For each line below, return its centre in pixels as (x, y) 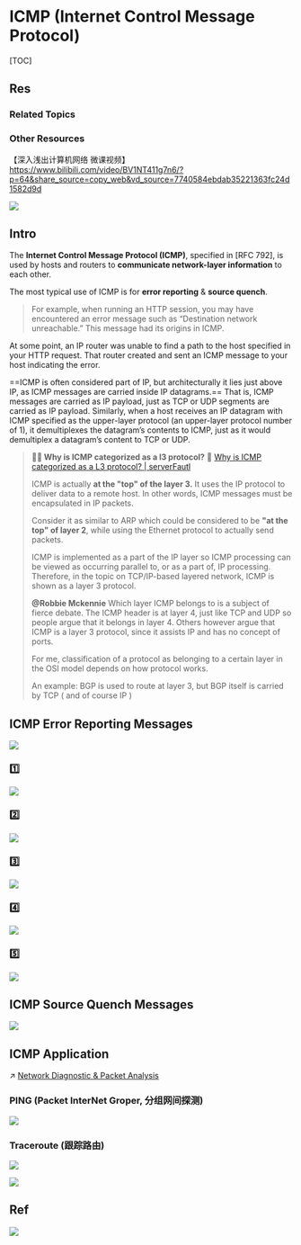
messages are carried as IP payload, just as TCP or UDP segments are (139, 401)
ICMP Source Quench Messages (102, 1005)
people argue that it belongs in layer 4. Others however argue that (153, 622)
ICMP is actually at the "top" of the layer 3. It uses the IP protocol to (158, 484)
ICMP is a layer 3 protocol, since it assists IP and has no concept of (156, 632)
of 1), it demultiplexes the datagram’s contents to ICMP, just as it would (140, 430)
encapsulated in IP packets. (83, 503)
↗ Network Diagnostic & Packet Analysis (84, 1076)
